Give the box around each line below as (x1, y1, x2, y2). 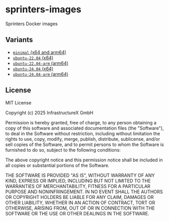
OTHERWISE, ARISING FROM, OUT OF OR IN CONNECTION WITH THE (5, 205, 155, 211)
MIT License (5, 99, 32, 106)
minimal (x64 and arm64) (12, 49, 67, 55)
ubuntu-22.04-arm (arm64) (12, 60, 68, 66)
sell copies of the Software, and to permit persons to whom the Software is (5, 141, 164, 148)
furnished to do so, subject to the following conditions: (5, 146, 121, 153)
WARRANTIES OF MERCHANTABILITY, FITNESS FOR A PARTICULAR (5, 183, 151, 189)
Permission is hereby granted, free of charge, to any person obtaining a (5, 119, 157, 125)
